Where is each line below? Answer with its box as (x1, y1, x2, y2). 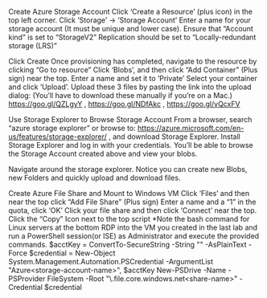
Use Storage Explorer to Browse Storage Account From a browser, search (8, 115, 253, 124)
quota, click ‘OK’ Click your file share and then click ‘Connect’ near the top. (8, 206, 257, 215)
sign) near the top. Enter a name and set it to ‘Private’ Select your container (8, 74, 257, 83)
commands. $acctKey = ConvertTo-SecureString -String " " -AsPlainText (8, 240, 247, 249)
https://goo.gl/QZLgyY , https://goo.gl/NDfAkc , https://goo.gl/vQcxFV (8, 100, 240, 108)
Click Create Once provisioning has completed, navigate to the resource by (8, 56, 257, 66)
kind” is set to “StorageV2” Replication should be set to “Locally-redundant (8, 32, 257, 42)
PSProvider (8, 274, 46, 284)
